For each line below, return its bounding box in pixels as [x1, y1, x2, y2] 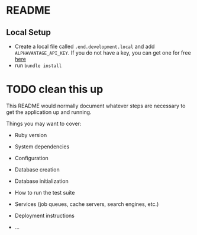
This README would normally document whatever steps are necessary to [6, 102, 186, 109]
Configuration [14, 154, 49, 161]
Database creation [14, 166, 60, 173]
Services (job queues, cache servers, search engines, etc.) [14, 200, 159, 208]
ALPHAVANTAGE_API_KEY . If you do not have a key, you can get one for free [14, 49, 191, 56]
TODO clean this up [6, 82, 104, 96]
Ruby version [14, 131, 47, 138]
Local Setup [6, 27, 51, 37]
